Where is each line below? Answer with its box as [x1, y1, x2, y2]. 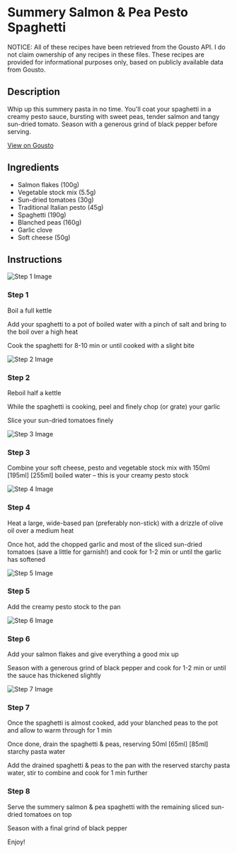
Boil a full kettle [7, 306, 52, 315]
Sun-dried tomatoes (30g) [17, 196, 94, 204]
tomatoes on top [24, 810, 72, 818]
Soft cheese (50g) [17, 233, 71, 242]
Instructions [7, 253, 62, 266]
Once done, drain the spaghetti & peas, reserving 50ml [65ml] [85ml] [7, 740, 209, 748]
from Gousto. [7, 65, 46, 74]
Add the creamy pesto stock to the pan [7, 602, 122, 611]
